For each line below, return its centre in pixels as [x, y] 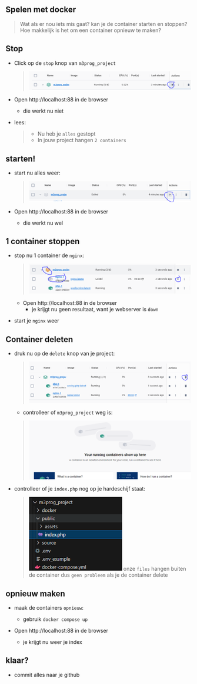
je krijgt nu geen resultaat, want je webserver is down [95, 310]
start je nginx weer [36, 321]
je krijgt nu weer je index [53, 642]
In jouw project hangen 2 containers [82, 140]
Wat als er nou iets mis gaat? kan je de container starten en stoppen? [103, 24]
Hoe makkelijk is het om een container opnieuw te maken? [90, 30]
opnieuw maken [35, 593]
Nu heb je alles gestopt [66, 134]
